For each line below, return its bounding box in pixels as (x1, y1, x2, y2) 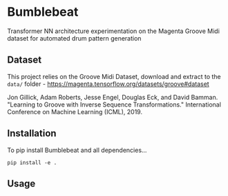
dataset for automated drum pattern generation (7, 34, 142, 42)
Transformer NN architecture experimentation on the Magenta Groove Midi (7, 27, 220, 35)
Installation (7, 128, 57, 140)
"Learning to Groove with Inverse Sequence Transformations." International (7, 100, 221, 109)
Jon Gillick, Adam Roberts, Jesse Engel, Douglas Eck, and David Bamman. (7, 93, 218, 101)
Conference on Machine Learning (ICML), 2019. (7, 107, 143, 116)
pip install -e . (7, 159, 57, 166)
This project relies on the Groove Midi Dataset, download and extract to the (7, 72, 221, 80)
